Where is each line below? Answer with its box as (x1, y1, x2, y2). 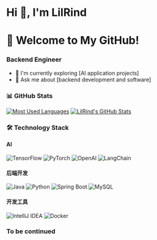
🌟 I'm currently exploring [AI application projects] (15, 69, 139, 77)
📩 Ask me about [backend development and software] (15, 76, 152, 83)
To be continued (6, 227, 56, 236)
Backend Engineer (6, 55, 62, 64)
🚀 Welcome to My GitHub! (6, 34, 139, 48)
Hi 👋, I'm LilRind (6, 6, 87, 20)
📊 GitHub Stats (6, 91, 53, 100)
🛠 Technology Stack (6, 123, 69, 132)
